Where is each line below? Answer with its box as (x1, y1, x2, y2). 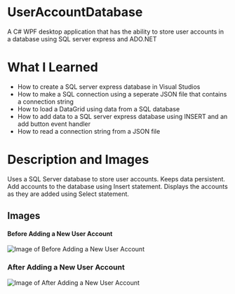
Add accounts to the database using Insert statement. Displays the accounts (7, 182, 228, 190)
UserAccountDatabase (7, 4, 143, 20)
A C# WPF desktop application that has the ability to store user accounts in (7, 27, 224, 36)
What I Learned (7, 59, 98, 76)
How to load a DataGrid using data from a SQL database (17, 104, 180, 113)
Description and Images (7, 152, 149, 168)
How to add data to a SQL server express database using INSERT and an (17, 112, 228, 120)
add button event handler (17, 120, 91, 128)
